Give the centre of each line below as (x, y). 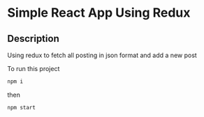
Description (33, 39)
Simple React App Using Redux (99, 13)
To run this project (34, 69)
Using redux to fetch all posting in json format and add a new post (102, 55)
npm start (22, 107)
